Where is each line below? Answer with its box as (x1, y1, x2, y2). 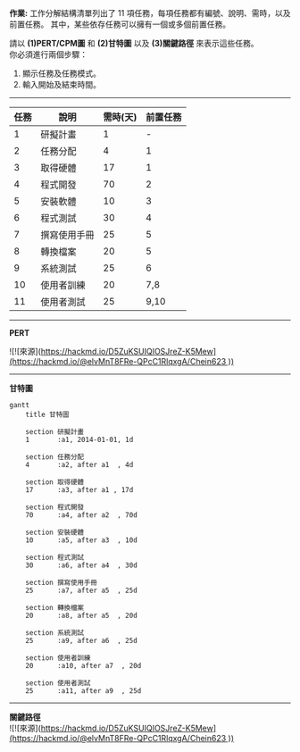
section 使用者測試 (25, 679, 91, 688)
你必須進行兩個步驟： (9, 49, 87, 60)
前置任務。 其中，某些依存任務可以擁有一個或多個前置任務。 (9, 19, 230, 29)
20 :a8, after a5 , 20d (25, 611, 138, 620)
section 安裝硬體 (25, 528, 85, 537)
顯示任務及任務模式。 (21, 68, 101, 79)
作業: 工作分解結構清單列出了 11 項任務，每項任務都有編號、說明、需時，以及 (9, 8, 291, 18)
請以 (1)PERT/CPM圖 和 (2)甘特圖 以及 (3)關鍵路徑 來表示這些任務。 (9, 38, 259, 48)
